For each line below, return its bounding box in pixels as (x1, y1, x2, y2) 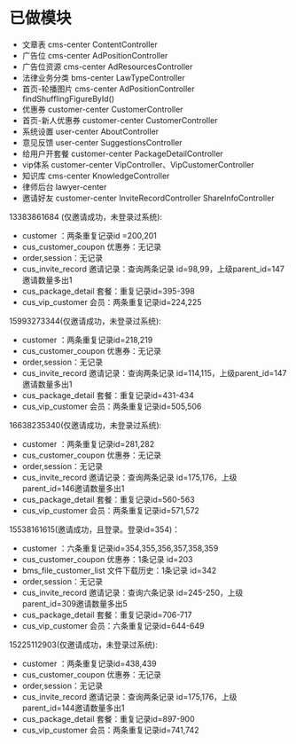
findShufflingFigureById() (21, 93, 115, 104)
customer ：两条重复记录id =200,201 (21, 230, 158, 240)
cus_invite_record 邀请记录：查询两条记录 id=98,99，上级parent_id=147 (21, 263, 285, 274)
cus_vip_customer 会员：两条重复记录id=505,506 (21, 401, 202, 411)
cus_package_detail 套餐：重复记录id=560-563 (21, 494, 195, 505)
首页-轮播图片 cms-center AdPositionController (21, 83, 195, 94)
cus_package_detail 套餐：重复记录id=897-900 (21, 713, 195, 724)
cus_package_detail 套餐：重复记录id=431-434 (21, 389, 195, 400)
